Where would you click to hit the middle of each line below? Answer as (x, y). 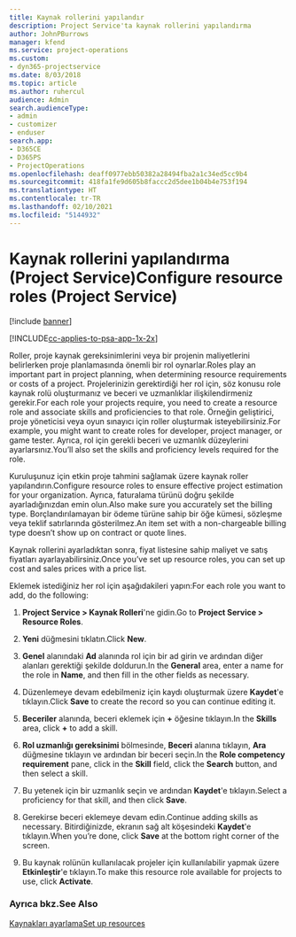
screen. (36, 845)
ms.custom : (29, 58)
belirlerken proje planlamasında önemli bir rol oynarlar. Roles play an (132, 365)
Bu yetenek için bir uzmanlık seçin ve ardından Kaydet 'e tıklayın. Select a (155, 790)
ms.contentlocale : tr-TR (55, 199)
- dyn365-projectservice (55, 67)
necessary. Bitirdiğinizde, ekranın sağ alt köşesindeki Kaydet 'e (136, 826)
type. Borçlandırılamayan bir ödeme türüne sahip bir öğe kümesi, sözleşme (146, 514)
